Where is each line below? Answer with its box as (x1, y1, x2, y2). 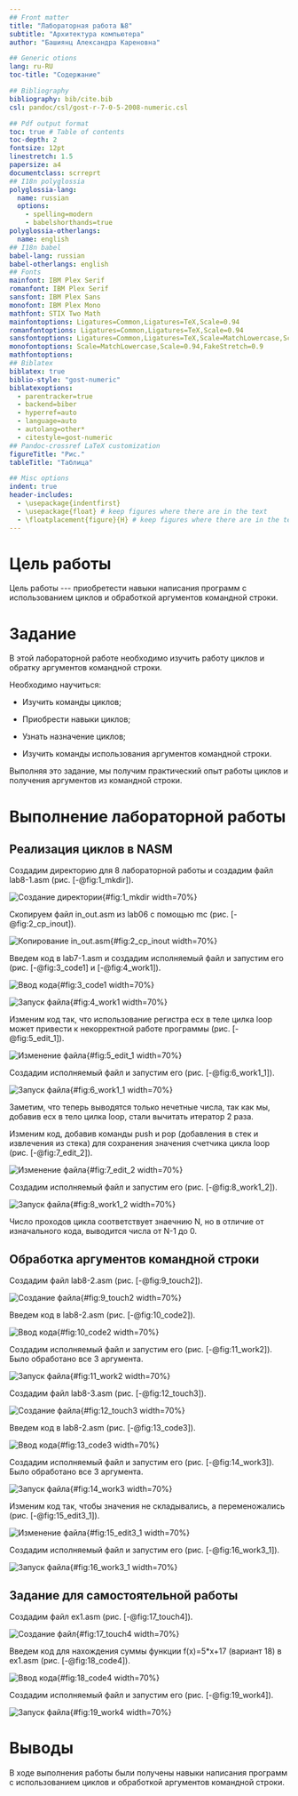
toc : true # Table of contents (9, 127, 125, 136)
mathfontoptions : (9, 350, 74, 360)
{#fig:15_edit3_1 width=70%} (86, 1527, 191, 1538)
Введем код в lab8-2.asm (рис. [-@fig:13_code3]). (9, 1423, 196, 1433)
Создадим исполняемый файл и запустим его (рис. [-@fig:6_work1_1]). (9, 1068, 275, 1078)
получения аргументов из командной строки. (9, 775, 183, 786)
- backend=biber (17, 400, 77, 409)
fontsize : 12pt (9, 144, 66, 153)
